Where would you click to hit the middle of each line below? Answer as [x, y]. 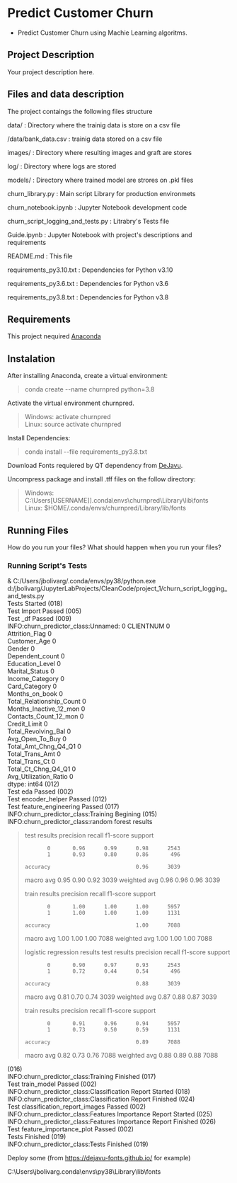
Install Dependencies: [39, 438]
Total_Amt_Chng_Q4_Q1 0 [44, 747]
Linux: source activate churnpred [73, 424]
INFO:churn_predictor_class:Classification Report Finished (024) [101, 1099]
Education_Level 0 [34, 664]
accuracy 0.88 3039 [102, 984]
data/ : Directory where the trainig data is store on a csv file [94, 125]
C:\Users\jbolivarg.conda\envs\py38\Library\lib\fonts [84, 1172]
